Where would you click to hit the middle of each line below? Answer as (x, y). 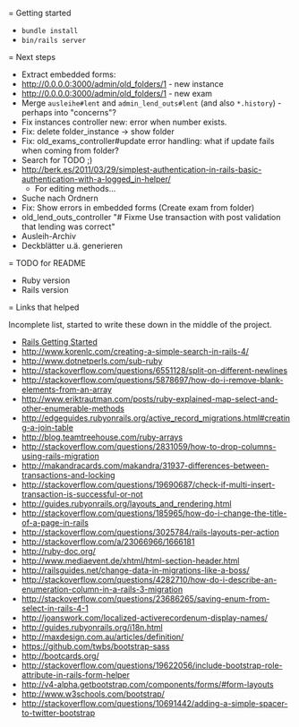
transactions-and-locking (68, 475)
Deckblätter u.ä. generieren (72, 246)
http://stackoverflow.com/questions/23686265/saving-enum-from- (145, 599)
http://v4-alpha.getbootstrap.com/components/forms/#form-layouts (147, 684)
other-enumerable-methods (73, 408)
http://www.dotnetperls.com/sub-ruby (92, 361)
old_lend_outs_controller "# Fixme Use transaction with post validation (151, 217)
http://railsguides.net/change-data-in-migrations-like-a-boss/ (135, 570)
